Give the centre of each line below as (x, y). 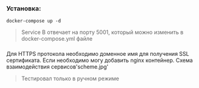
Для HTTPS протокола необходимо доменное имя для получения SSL (98, 54)
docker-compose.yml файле (57, 39)
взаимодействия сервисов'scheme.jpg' (58, 67)
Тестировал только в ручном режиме (70, 79)
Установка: (24, 8)
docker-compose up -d (34, 21)
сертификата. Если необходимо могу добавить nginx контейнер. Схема (100, 60)
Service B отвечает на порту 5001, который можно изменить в (102, 32)
